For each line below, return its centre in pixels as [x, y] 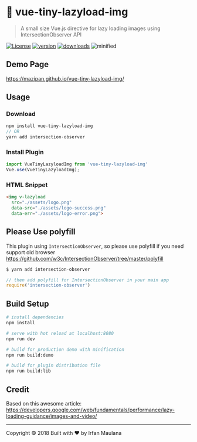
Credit [18, 389]
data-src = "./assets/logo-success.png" [59, 208]
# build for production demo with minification [65, 350]
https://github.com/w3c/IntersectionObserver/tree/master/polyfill [85, 258]
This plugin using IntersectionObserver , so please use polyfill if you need [95, 246]
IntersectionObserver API [51, 34]
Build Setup [28, 303]
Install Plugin [25, 152]
